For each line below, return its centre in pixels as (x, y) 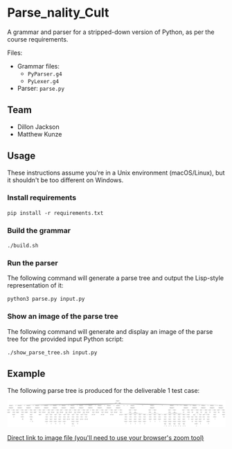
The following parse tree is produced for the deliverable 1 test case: (104, 390)
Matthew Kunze (39, 134)
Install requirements (42, 197)
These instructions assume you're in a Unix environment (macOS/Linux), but (116, 173)
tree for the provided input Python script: (65, 339)
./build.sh (23, 246)
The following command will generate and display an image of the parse (110, 331)
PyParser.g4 (45, 74)
